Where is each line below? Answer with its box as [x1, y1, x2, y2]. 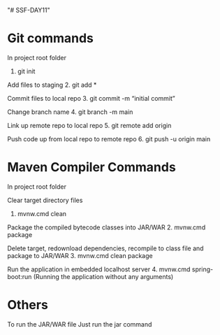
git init [17, 66, 36, 76]
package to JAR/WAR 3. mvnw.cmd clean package [7, 251, 153, 259]
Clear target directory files [7, 196, 83, 204]
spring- [191, 265, 214, 273]
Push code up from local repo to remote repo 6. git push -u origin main [7, 134, 211, 143]
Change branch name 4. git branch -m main [7, 108, 133, 116]
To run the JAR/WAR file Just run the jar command [7, 320, 152, 328]
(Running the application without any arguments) [33, 272, 174, 280]
